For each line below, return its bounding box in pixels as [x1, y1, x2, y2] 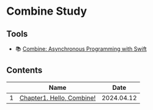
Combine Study [6, 4, 88, 18]
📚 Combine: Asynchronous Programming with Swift [15, 45, 147, 53]
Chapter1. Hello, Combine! [19, 94, 96, 102]
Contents [6, 65, 43, 76]
